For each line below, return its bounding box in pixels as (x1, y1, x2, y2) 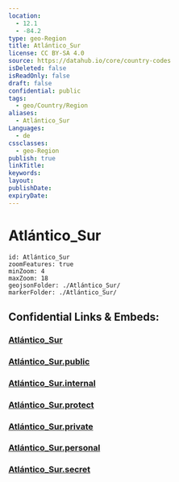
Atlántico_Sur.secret (8, 464, 91, 476)
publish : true (8, 154, 56, 162)
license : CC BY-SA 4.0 (8, 49, 85, 57)
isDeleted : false (8, 64, 67, 73)
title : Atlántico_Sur (8, 42, 81, 50)
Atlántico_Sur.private (8, 421, 94, 432)
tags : (8, 94, 27, 102)
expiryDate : (8, 191, 48, 200)
